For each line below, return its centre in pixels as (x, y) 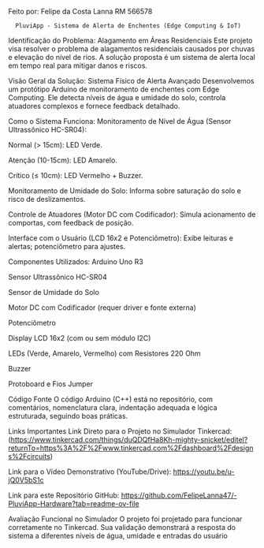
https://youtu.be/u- (204, 472)
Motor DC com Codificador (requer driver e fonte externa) (102, 308)
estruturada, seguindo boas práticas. (68, 416)
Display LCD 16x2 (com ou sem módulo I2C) (80, 338)
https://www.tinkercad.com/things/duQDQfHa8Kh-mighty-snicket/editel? (129, 440)
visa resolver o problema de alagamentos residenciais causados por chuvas (132, 49)
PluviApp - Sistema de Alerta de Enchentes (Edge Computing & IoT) (128, 26)
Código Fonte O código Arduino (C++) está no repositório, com (110, 399)
